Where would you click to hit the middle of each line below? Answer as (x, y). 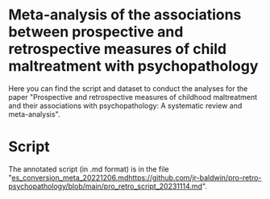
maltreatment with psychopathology (133, 66)
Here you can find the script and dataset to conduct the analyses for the (128, 88)
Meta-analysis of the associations (125, 15)
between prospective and (96, 32)
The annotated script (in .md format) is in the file (89, 169)
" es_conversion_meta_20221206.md (69, 177)
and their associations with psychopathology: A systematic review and (125, 106)
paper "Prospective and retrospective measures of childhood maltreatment (133, 97)
